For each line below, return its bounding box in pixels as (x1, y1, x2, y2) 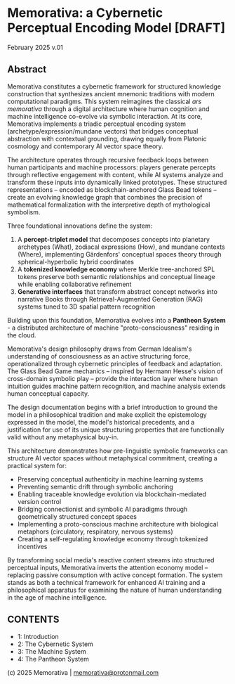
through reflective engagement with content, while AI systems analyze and (7, 170, 224, 179)
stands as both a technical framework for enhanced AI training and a (7, 578, 206, 586)
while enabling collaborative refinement (17, 280, 132, 288)
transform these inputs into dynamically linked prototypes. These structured (7, 178, 227, 186)
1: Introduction (17, 632, 59, 640)
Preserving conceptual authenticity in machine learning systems (17, 475, 203, 483)
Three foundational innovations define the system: (7, 221, 153, 230)
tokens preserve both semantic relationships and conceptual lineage (17, 272, 215, 280)
